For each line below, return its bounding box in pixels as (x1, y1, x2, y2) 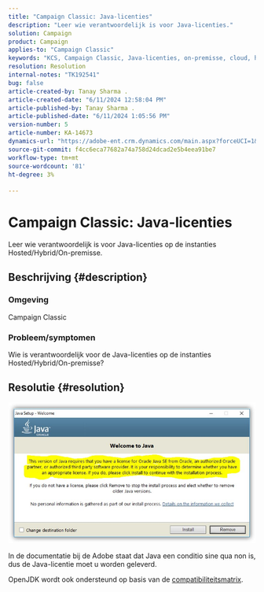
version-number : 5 (8, 120, 68, 129)
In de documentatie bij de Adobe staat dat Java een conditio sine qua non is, (8, 551, 256, 561)
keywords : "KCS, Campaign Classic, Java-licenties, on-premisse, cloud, (8, 54, 251, 62)
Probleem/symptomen (8, 331, 96, 342)
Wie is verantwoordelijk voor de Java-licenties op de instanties (8, 350, 212, 360)
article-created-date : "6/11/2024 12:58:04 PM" (8, 95, 167, 104)
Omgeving (8, 294, 49, 305)
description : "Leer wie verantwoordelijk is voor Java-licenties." (8, 20, 234, 29)
